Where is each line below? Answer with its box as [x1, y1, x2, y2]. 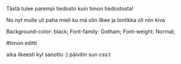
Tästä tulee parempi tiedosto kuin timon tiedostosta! [6, 5, 134, 12]
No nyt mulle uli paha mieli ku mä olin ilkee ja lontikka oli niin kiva [6, 17, 166, 23]
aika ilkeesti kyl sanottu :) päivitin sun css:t [6, 51, 111, 58]
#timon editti [6, 40, 38, 46]
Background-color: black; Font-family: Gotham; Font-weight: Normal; [6, 28, 176, 35]
